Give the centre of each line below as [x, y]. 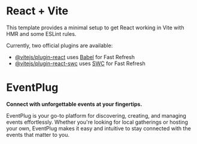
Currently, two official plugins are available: [60, 45]
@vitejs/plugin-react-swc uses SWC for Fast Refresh [80, 63]
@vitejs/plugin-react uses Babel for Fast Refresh [75, 57]
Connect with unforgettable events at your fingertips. [74, 104]
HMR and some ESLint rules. [41, 33]
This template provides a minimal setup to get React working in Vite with [95, 27]
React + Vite [37, 11]
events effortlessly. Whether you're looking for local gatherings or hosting [97, 122]
